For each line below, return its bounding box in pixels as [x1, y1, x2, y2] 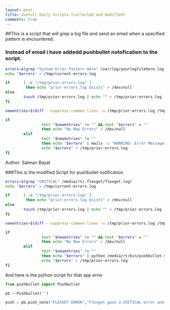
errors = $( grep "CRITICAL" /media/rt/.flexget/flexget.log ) [5, 179, 133, 184]
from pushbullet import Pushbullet [5, 282, 80, 287]
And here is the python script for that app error [5, 272, 103, 278]
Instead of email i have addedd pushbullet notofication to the [5, 49, 158, 56]
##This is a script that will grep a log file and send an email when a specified [5, 31, 165, 37]
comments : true [5, 17, 37, 22]
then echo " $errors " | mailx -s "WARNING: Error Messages [41, 141, 166, 146]
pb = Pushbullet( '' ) [5, 291, 49, 296]
